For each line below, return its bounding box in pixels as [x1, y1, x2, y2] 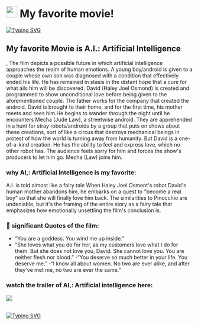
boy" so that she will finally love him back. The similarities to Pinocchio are [6, 194, 188, 201]
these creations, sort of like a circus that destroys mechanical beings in [6, 128, 180, 135]
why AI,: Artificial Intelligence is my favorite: [6, 168, 137, 177]
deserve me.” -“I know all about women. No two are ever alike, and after [14, 260, 190, 267]
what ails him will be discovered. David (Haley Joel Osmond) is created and [6, 84, 190, 92]
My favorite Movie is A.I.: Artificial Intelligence [6, 44, 181, 54]
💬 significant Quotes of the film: [6, 222, 99, 230]
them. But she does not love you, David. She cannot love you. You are [14, 248, 184, 255]
